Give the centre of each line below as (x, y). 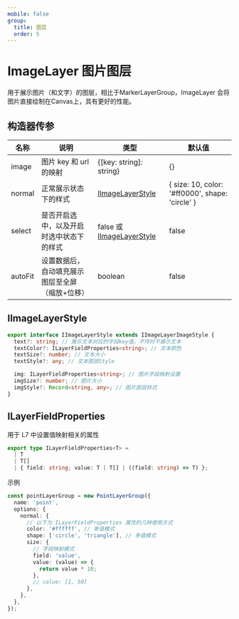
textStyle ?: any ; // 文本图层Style (64, 362)
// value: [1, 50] (60, 582)
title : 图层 (31, 27)
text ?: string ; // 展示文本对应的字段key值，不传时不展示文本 (97, 342)
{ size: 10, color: (196, 184)
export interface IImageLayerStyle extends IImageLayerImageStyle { (111, 335)
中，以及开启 (63, 226)
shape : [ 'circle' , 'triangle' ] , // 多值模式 (91, 536)
